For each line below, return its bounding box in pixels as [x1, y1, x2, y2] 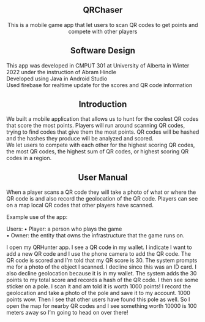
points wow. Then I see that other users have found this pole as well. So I [6, 296, 190, 303]
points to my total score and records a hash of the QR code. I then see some [6, 276, 199, 284]
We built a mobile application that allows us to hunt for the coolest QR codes [6, 115, 199, 123]
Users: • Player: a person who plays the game [6, 225, 122, 232]
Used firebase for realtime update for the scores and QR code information [6, 81, 193, 88]
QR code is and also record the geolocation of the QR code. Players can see [6, 195, 198, 202]
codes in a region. [6, 155, 52, 162]
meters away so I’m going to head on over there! [6, 309, 129, 316]
